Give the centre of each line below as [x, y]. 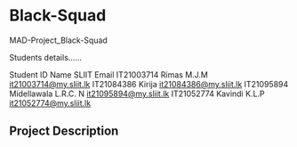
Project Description [64, 131]
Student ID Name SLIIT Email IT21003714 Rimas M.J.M [109, 74]
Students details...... [46, 57]
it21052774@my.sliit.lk [50, 102]
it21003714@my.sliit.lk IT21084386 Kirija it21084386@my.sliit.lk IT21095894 [149, 84]
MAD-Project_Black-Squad [59, 40]
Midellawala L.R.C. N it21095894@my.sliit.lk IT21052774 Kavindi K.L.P [137, 94]
